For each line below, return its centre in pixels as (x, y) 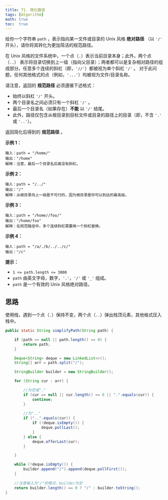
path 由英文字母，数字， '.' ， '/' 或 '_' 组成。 (61, 278)
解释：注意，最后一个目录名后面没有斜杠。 (43, 164)
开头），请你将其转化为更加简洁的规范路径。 (50, 45)
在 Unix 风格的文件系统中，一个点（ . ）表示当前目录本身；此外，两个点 (78, 56)
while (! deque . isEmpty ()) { (44, 465)
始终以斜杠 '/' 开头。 (35, 96)
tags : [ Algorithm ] (24, 15)
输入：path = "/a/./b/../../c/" (38, 247)
